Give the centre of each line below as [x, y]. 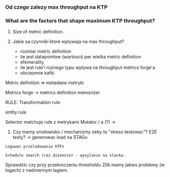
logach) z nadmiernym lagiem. [37, 170]
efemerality [32, 62]
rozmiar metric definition [46, 51]
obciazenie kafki [37, 73]
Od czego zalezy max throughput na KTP [56, 7]
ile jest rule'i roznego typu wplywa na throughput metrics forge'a [88, 67]
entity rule [16, 112]
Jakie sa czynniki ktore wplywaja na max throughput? [68, 42]
